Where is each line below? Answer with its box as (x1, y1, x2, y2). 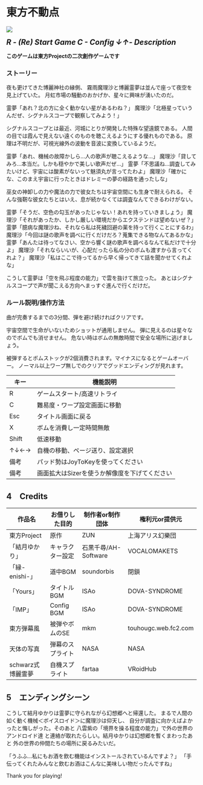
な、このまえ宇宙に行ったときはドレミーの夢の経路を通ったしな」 (6, 175, 170, 183)
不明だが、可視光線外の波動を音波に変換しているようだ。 (16, 140, 159, 147)
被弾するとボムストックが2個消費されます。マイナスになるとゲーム (6, 354, 173, 362)
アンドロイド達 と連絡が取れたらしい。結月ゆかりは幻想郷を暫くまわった (6, 732, 188, 740)
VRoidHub (127, 665, 157, 673)
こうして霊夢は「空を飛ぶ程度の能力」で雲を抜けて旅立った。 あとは (6, 275, 177, 282)
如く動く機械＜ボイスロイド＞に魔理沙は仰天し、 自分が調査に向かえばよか (6, 717, 193, 725)
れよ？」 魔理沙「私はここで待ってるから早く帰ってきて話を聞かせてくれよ (6, 254, 192, 261)
